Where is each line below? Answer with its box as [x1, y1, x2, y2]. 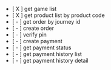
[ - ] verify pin [12, 31, 47, 38]
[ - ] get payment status [12, 44, 72, 51]
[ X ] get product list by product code [12, 12, 105, 19]
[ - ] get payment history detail [12, 57, 89, 64]
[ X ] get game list [12, 5, 57, 12]
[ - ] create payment [12, 38, 62, 44]
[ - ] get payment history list [12, 51, 82, 57]
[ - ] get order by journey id [12, 18, 81, 25]
